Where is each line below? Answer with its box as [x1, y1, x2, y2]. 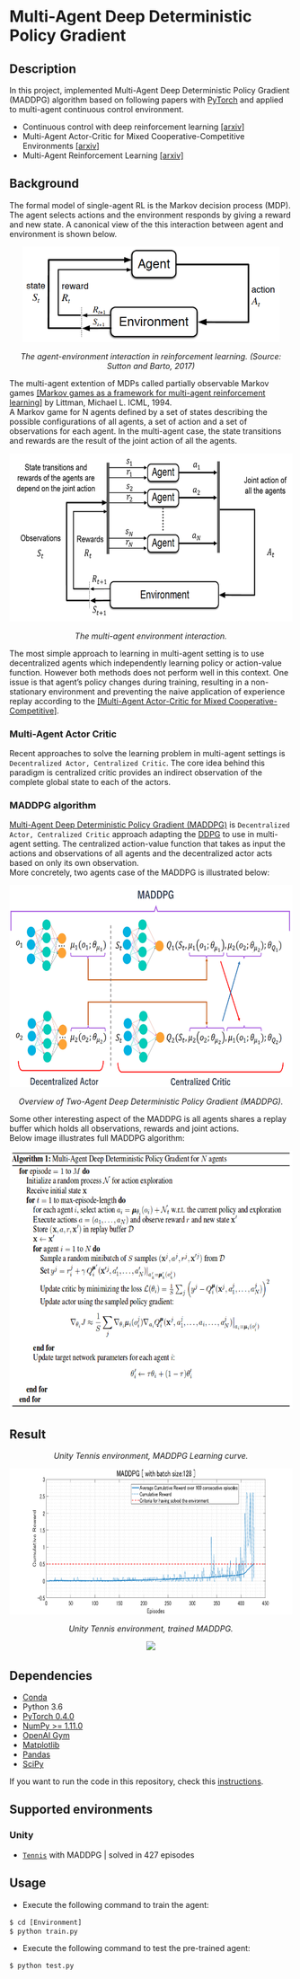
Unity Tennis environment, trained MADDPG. [68, 1623, 234, 1634]
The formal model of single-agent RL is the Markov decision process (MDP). [9, 199, 291, 210]
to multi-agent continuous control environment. [9, 104, 184, 114]
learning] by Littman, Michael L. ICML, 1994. [9, 397, 172, 408]
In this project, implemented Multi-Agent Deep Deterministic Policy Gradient [9, 85, 290, 95]
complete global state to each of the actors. [9, 777, 172, 788]
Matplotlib [22, 1740, 60, 1751]
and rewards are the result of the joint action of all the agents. [9, 435, 238, 446]
